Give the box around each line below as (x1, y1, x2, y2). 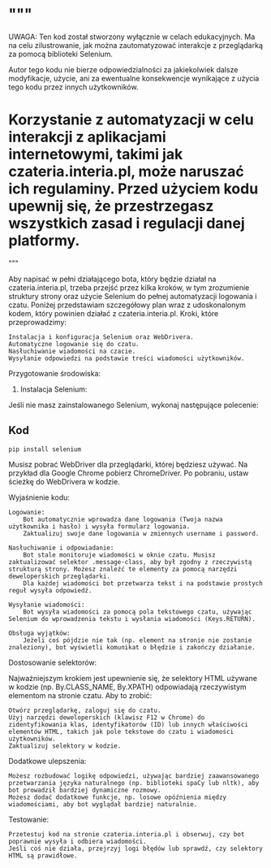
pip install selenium (8, 445, 82, 454)
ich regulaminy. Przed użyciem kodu (8, 180, 259, 198)
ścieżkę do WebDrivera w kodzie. (8, 476, 120, 486)
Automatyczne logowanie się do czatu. (8, 340, 140, 348)
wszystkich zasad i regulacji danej (8, 215, 245, 232)
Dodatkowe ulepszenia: (8, 756, 87, 766)
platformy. (8, 232, 80, 250)
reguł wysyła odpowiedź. (8, 586, 92, 594)
